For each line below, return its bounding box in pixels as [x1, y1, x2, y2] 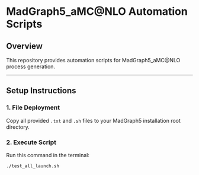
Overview [6, 41, 43, 51]
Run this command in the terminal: [6, 151, 90, 158]
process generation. [6, 63, 55, 70]
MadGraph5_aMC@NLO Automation [6, 5, 188, 18]
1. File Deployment [6, 103, 60, 112]
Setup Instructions [6, 85, 76, 96]
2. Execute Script [6, 138, 57, 147]
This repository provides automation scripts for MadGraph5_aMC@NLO [6, 57, 181, 63]
